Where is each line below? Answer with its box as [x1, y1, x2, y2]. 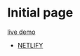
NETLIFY [17, 41, 44, 49]
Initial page [7, 5, 74, 21]
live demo [7, 28, 36, 36]
